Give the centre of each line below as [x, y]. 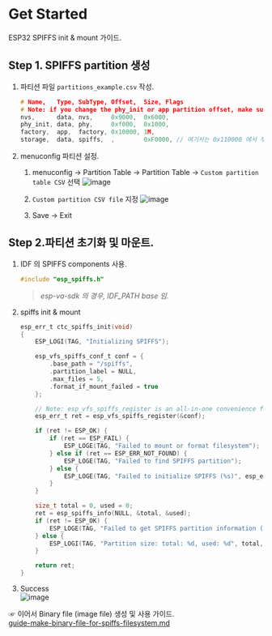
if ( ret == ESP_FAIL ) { [89, 438]
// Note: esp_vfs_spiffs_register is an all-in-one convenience [146, 409]
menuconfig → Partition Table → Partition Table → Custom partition [145, 172]
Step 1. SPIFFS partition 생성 [79, 66]
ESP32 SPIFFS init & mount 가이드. [65, 37]
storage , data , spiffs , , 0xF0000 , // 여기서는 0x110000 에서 [138, 140]
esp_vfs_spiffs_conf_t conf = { [89, 356]
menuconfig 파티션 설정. [59, 156]
